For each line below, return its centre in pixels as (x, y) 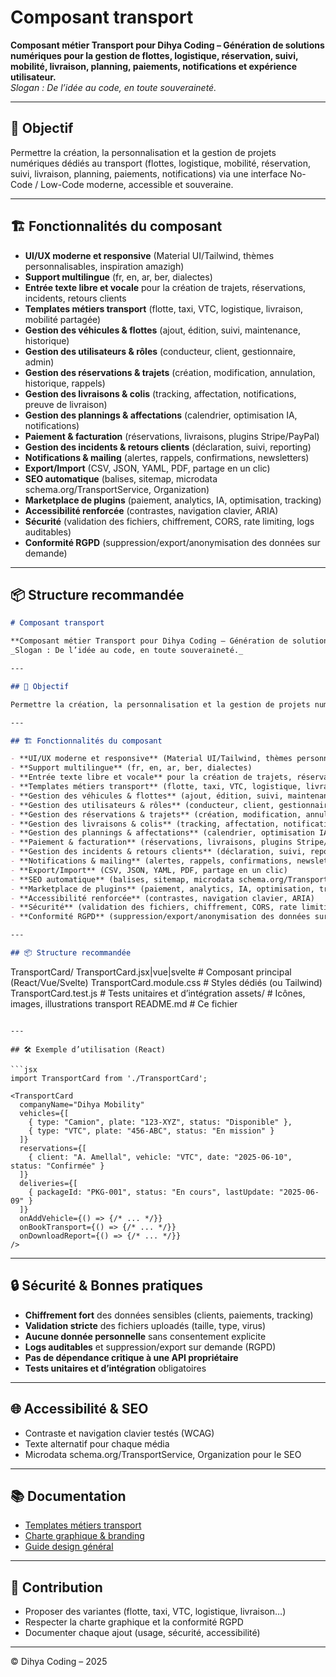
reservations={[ (53, 1148)
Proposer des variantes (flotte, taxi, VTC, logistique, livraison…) (155, 1612)
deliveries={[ (48, 1183)
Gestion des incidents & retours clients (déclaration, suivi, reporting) (168, 447)
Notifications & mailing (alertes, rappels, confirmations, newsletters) (167, 457)
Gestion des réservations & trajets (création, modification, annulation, (170, 372)
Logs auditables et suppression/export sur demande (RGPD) (150, 1347)
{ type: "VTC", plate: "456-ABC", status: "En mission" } (151, 1131)
